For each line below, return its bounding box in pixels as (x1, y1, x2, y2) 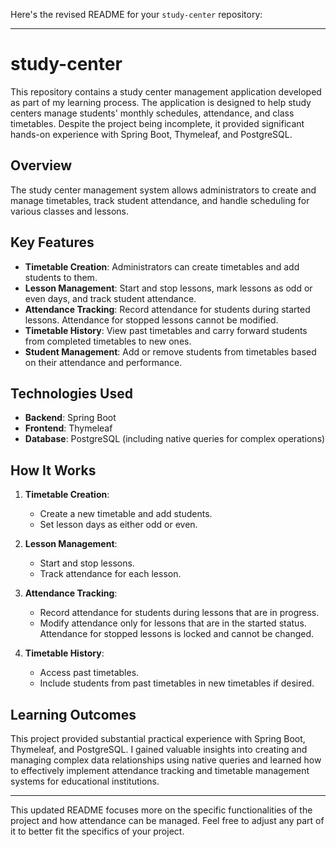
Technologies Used (10, 385, 133, 402)
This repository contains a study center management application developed (10, 85, 322, 98)
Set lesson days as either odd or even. (39, 519, 198, 531)
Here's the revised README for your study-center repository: (10, 9, 263, 20)
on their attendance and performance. (24, 356, 183, 368)
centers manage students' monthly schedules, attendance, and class (10, 107, 295, 119)
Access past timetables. (39, 667, 140, 679)
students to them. (24, 271, 98, 283)
